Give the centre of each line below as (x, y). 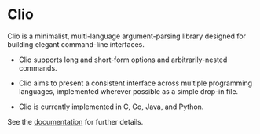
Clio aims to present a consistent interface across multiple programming (135, 83)
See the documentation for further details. (75, 121)
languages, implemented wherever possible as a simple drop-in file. (128, 91)
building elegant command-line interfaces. (76, 44)
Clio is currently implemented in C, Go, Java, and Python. (111, 107)
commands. (38, 67)
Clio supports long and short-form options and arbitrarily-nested (123, 60)
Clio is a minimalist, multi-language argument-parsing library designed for (127, 36)
